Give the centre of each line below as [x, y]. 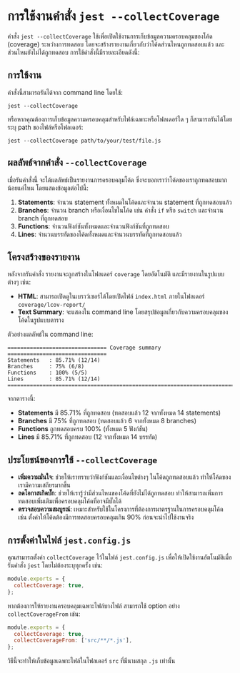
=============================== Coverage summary [84, 348]
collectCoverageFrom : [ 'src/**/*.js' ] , [73, 641]
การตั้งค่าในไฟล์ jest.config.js [69, 540]
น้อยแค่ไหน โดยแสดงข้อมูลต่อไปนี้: [48, 188]
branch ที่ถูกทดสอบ [42, 218]
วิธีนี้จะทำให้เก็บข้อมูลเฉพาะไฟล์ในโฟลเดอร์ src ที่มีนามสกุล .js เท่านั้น [91, 661]
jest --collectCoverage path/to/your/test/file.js [84, 141]
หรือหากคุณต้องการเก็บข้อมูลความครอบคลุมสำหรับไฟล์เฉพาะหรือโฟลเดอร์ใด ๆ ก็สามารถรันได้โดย [120, 119]
